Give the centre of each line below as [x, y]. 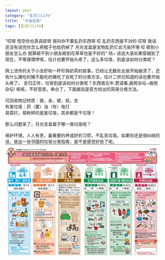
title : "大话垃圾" [24, 21]
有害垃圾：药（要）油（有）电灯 [37, 107]
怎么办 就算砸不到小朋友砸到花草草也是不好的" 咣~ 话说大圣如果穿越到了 [87, 53]
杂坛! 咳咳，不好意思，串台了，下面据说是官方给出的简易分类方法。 [73, 89]
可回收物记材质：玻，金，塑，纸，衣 [42, 101]
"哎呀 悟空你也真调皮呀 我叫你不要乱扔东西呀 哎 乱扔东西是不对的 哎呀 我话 [81, 41]
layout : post [18, 10]
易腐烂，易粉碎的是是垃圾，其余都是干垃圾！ [50, 113]
